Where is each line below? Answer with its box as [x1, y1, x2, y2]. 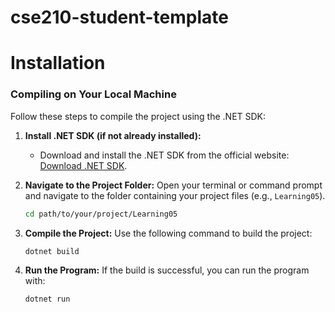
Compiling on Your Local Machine [10, 87, 177, 101]
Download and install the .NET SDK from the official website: [39, 149, 290, 161]
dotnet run [24, 294, 71, 305]
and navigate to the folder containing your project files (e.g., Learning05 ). [24, 189, 326, 201]
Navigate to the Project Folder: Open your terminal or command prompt [24, 179, 323, 191]
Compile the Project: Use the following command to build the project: [24, 227, 313, 239]
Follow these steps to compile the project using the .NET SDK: [10, 110, 267, 122]
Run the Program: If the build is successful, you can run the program [24, 264, 310, 276]
